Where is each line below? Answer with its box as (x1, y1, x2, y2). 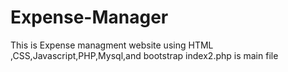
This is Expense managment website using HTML (10, 39, 214, 51)
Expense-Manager (10, 6, 169, 29)
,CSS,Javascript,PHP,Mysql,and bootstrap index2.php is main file (10, 49, 279, 61)
